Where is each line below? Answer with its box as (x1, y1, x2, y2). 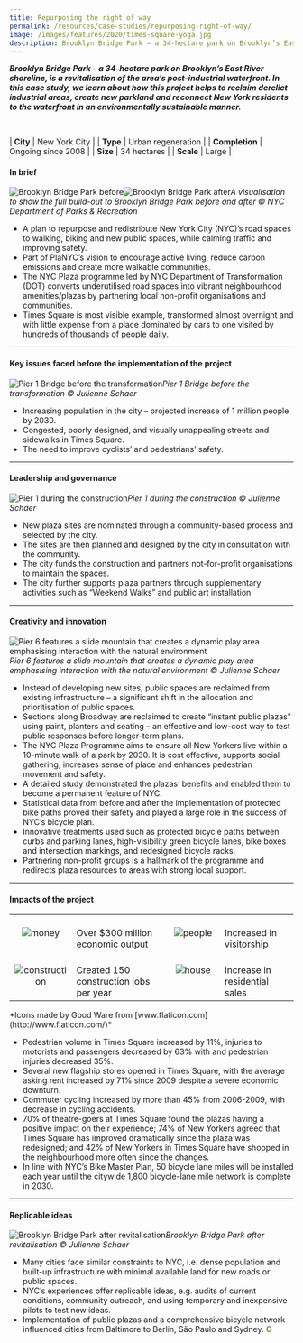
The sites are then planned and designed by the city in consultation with (22, 539, 291, 550)
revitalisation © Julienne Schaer (9, 1239, 130, 1250)
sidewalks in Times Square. (22, 434, 124, 445)
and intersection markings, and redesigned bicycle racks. (22, 846, 236, 857)
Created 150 (76, 964, 131, 977)
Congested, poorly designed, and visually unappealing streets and (22, 424, 270, 435)
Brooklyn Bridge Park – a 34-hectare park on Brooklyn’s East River (9, 63, 264, 74)
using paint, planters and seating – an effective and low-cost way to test (22, 721, 290, 732)
